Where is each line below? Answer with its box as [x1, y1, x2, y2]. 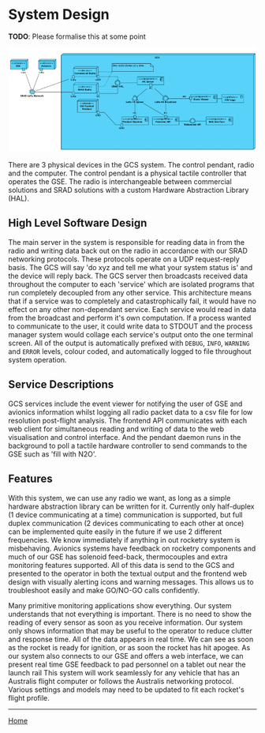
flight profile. [8, 693, 50, 702]
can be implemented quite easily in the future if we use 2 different [8, 527, 222, 536]
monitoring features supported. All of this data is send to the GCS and [8, 560, 235, 569]
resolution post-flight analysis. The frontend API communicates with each [8, 415, 247, 425]
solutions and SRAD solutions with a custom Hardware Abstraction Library [8, 186, 249, 195]
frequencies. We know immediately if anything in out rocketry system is [8, 535, 241, 544]
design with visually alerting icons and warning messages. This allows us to [8, 577, 254, 586]
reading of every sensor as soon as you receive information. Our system [8, 618, 243, 627]
